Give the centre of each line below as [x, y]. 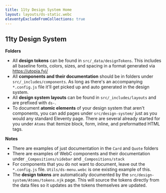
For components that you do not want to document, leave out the [79, 164]
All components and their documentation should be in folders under [83, 76]
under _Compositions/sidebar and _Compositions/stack [68, 159]
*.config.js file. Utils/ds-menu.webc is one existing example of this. [82, 170]
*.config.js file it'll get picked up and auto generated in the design [81, 87]
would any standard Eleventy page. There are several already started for [86, 119]
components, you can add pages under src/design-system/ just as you [85, 113]
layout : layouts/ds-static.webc [38, 14]
